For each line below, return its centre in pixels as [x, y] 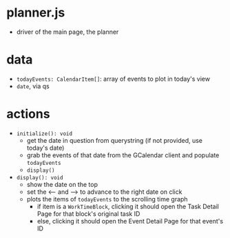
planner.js [36, 13]
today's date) [45, 148]
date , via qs [33, 86]
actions [28, 114]
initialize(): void [44, 133]
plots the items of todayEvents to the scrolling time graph [107, 199]
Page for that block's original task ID [88, 214]
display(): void [40, 177]
